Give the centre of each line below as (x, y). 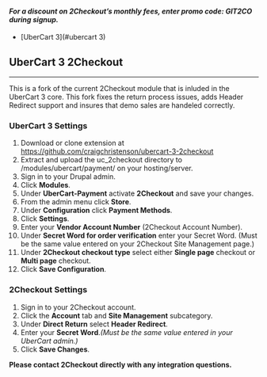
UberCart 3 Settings (48, 125)
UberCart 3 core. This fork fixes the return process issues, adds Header (126, 97)
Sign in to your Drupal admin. (68, 177)
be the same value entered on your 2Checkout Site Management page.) (137, 244)
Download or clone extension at (72, 143)
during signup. (34, 19)
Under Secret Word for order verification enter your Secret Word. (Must (139, 236)
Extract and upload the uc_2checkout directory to (101, 160)
